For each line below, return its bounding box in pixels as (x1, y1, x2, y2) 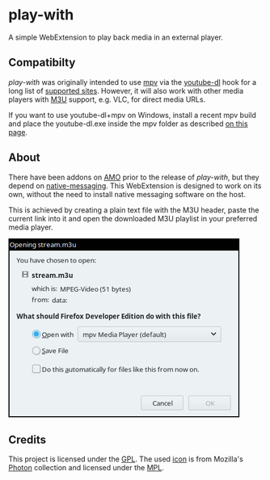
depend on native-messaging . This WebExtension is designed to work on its (8, 180, 262, 191)
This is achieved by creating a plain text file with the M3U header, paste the (8, 204, 259, 215)
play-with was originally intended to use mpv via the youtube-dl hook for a (8, 77, 257, 86)
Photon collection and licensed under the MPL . (8, 463, 164, 473)
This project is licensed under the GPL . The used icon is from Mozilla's (8, 454, 244, 464)
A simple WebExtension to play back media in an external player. (8, 32, 224, 42)
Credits (8, 432, 47, 446)
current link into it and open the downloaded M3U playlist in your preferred (8, 213, 258, 223)
